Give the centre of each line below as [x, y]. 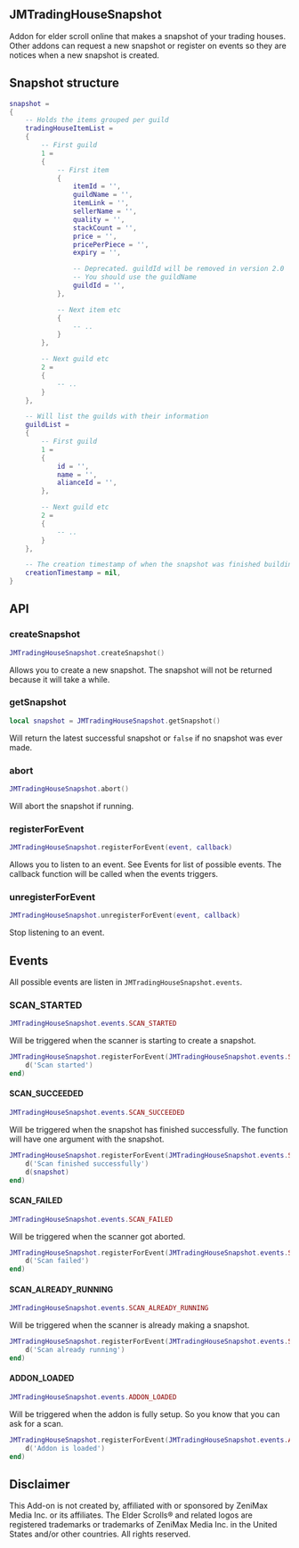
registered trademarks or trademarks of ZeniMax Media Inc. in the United [143, 1525]
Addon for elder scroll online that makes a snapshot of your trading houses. [148, 36]
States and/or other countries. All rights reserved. [100, 1534]
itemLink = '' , [101, 203]
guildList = [47, 425]
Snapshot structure [65, 83]
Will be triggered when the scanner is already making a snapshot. [129, 1325]
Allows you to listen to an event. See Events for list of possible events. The [145, 864]
